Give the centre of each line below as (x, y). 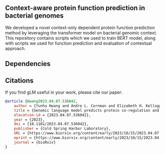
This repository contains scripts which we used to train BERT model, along (80, 38)
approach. (15, 48)
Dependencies (28, 64)
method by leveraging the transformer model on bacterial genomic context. (81, 33)
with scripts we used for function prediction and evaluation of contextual (79, 43)
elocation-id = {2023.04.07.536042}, (53, 115)
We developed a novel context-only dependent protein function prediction (80, 27)
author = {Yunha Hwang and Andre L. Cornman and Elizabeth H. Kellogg (88, 106)
